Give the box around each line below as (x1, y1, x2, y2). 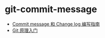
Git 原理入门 (12, 27, 38, 33)
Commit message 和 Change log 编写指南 (12, 21, 100, 27)
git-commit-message (5, 4, 97, 15)
